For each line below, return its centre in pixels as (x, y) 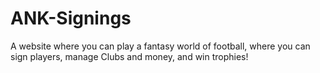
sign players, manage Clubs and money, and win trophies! (129, 56)
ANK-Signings (71, 18)
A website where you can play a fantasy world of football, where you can (160, 46)
